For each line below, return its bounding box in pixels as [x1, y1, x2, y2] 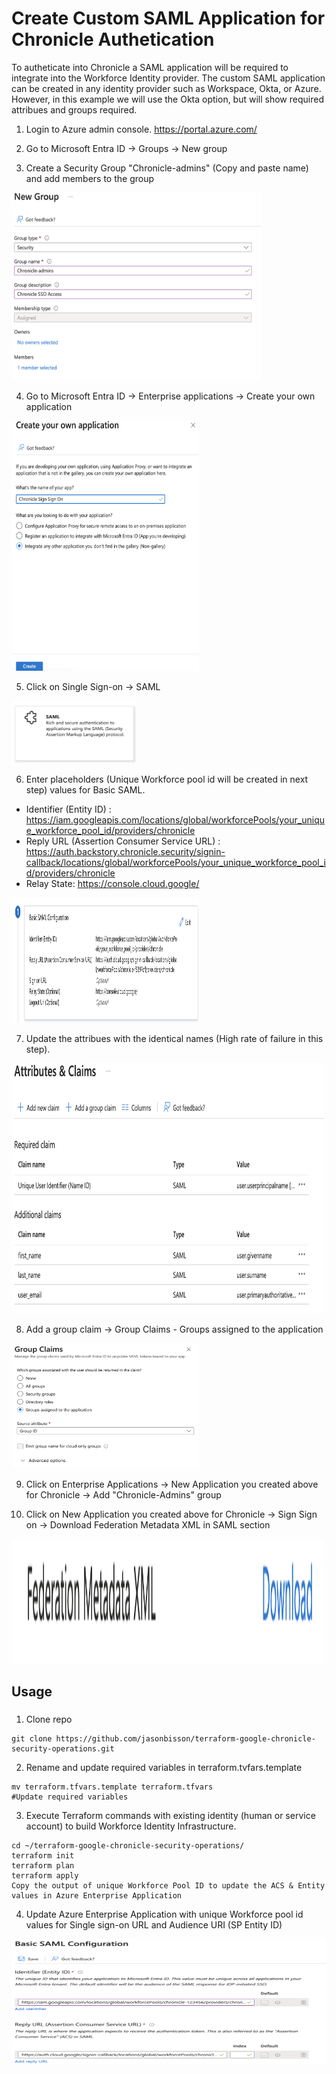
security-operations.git [11, 1744, 115, 1754]
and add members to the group [25, 172, 155, 184]
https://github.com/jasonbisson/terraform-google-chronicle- [55, 1734, 316, 1744]
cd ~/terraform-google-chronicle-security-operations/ [11, 1841, 245, 1851]
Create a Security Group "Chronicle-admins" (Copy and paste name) [25, 162, 309, 174]
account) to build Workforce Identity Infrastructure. [25, 1820, 237, 1832]
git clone [11, 1734, 53, 1744]
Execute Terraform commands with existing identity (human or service [25, 1810, 316, 1822]
